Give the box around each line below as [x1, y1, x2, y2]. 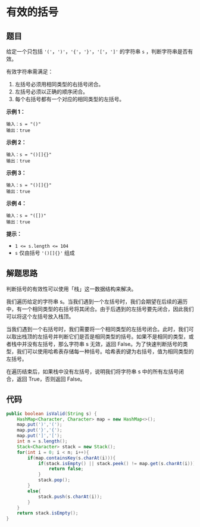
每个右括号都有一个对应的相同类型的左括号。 [14, 96, 125, 102]
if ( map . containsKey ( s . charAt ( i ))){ [27, 455, 116, 461]
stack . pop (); [37, 477, 70, 483]
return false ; [48, 466, 84, 472]
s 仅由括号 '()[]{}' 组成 [14, 250, 76, 256]
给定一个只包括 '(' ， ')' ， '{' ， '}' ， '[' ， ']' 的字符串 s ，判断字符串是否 [6, 48, 188, 55]
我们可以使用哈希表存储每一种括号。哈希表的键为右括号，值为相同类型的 [16, 348, 194, 355]
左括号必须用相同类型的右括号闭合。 [14, 81, 104, 88]
